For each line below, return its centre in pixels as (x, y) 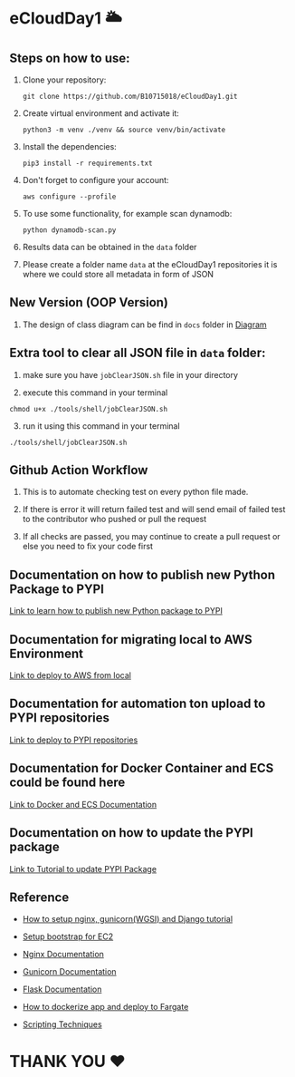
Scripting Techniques (62, 1024)
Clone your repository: (64, 80)
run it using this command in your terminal (101, 426)
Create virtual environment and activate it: (100, 113)
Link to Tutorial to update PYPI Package (83, 868)
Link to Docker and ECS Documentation (83, 804)
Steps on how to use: (70, 58)
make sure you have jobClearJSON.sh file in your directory (130, 374)
